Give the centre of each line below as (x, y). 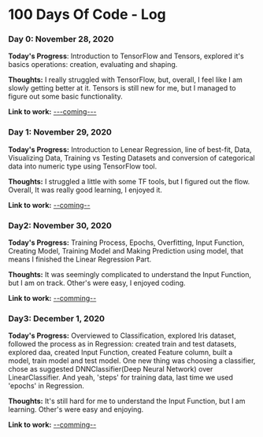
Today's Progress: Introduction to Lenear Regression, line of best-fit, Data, (130, 149)
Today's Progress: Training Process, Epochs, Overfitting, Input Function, (126, 243)
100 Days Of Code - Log (87, 15)
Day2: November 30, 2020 (60, 225)
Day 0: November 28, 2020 (61, 39)
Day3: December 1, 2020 (56, 318)
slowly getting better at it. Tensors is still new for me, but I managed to (122, 88)
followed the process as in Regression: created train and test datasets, (122, 344)
